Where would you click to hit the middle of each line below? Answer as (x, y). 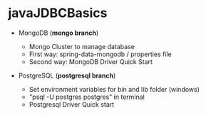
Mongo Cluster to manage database (82, 46)
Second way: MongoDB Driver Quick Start (91, 61)
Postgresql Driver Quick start (72, 104)
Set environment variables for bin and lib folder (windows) (114, 89)
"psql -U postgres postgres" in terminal (87, 97)
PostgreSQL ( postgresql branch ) (67, 75)
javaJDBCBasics (58, 13)
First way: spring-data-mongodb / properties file (100, 54)
